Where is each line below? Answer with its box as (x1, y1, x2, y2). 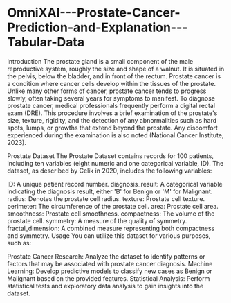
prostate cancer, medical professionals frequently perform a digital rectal (7, 101, 216, 110)
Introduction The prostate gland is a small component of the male (7, 57, 194, 65)
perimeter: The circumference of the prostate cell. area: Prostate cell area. (7, 202, 219, 210)
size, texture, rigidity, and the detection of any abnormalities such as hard (7, 116, 217, 124)
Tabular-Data (7, 35, 85, 50)
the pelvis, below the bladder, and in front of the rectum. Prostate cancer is (7, 71, 221, 80)
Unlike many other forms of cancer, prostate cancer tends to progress (7, 87, 207, 95)
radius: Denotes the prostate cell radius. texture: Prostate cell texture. (7, 194, 205, 202)
